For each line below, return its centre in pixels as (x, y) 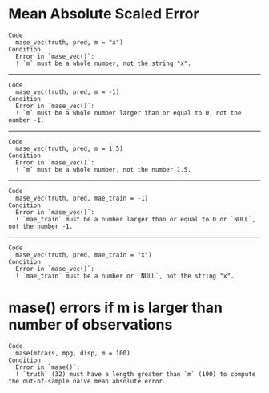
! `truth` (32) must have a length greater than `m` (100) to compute (136, 374)
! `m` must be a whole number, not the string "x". (104, 63)
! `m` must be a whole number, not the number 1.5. (104, 169)
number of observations (90, 325)
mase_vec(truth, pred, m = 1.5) (70, 148)
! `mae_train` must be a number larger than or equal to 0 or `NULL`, (136, 219)
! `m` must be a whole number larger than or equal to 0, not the (128, 113)
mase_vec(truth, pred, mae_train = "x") (84, 255)
